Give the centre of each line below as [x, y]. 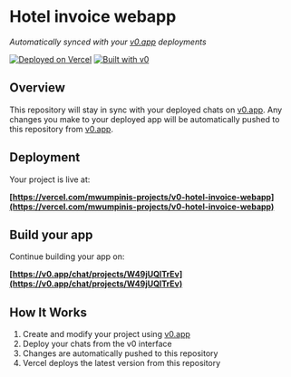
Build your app [51, 234]
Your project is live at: [50, 179]
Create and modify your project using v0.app [106, 334]
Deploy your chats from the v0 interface [97, 344]
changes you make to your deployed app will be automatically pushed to [145, 119]
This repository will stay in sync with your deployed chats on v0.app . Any [146, 110]
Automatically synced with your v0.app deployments [108, 42]
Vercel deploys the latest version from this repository [121, 363]
